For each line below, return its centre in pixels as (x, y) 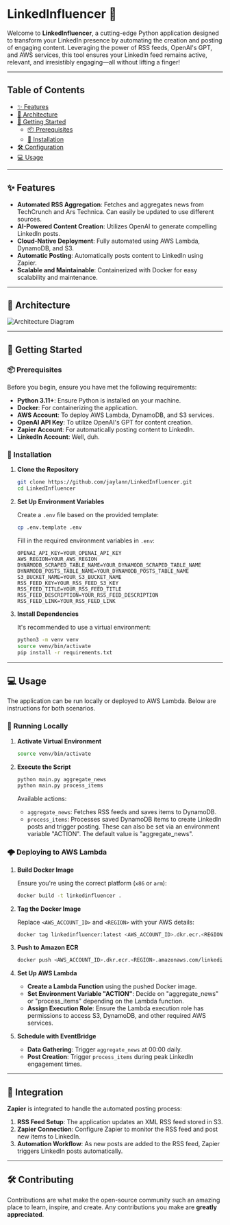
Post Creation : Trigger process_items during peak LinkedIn (110, 1057)
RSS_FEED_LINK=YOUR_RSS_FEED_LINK (66, 601)
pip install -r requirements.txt (65, 652)
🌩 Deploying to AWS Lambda (57, 852)
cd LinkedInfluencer (46, 489)
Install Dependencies (48, 614)
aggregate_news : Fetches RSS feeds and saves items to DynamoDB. (122, 812)
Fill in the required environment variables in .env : (86, 540)
